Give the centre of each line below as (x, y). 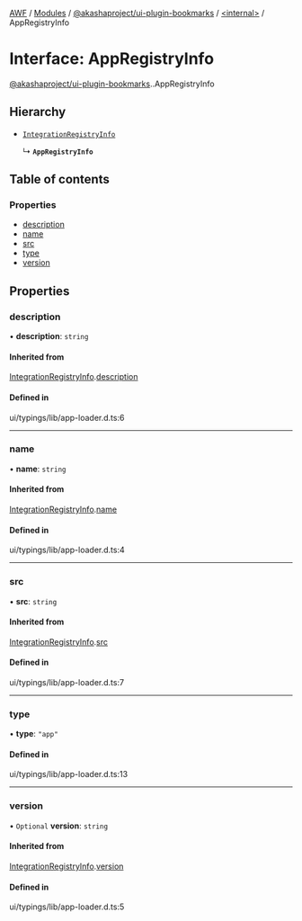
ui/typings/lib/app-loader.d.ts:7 (67, 682)
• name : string (38, 469)
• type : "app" (34, 734)
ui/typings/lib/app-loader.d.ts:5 (67, 907)
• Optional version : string (59, 826)
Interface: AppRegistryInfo (111, 59)
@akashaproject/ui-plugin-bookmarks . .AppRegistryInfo (112, 84)
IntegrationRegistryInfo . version (67, 866)
